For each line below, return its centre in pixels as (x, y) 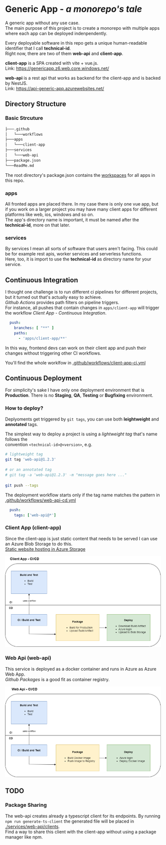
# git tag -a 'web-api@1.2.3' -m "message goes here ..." (66, 475)
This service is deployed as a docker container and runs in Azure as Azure (81, 669)
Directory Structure (36, 104)
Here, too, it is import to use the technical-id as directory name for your (78, 259)
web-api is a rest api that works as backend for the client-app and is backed (83, 78)
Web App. (15, 674)
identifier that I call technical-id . (38, 48)
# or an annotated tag (28, 470)
